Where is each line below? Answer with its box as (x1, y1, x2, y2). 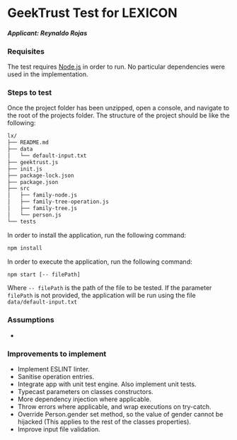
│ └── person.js (7, 211, 62, 219)
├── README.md (7, 139, 50, 146)
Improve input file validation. (17, 424, 100, 433)
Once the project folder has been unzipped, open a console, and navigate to (7, 104, 230, 112)
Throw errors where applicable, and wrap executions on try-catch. (17, 402, 212, 411)
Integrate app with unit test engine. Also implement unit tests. (17, 380, 197, 388)
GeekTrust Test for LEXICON (7, 5, 178, 21)
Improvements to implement (7, 349, 107, 359)
